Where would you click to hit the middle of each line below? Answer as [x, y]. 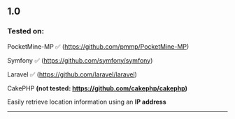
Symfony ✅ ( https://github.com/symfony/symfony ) [80, 60]
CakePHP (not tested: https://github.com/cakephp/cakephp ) [97, 88]
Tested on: [26, 31]
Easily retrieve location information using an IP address [87, 102]
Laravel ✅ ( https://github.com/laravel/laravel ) [72, 74]
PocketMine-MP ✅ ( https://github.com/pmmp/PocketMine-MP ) [98, 46]
